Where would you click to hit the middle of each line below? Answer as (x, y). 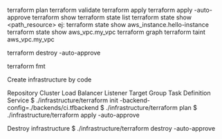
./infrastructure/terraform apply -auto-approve (73, 115)
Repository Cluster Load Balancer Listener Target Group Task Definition (109, 93)
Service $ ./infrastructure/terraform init (63, 100)
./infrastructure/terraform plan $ (151, 108)
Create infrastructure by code (49, 80)
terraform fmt (27, 66)
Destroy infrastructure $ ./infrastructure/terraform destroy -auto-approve (111, 128)
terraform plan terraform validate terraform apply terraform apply (100, 10)
